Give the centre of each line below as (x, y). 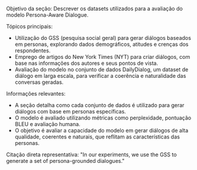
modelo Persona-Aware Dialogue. (47, 15)
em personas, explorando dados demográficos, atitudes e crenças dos (101, 44)
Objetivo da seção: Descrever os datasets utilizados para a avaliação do (95, 9)
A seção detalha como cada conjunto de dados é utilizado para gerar (99, 105)
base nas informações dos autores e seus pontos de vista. (86, 63)
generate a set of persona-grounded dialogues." (65, 161)
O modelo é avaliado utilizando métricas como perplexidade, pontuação (103, 118)
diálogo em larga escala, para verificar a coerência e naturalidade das (100, 76)
